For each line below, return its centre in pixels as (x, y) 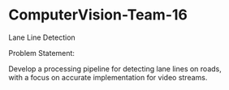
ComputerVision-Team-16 (98, 15)
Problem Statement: (42, 53)
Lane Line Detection (42, 37)
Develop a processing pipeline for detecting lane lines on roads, (115, 69)
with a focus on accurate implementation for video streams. (108, 77)
